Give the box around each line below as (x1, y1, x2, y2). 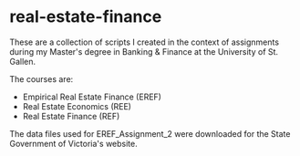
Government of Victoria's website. (9, 138, 139, 149)
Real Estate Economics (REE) (22, 100, 132, 111)
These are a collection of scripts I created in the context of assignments (9, 36, 280, 47)
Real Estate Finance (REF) (22, 110, 120, 121)
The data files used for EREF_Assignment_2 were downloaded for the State (9, 128, 291, 139)
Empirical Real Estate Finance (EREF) (22, 91, 162, 102)
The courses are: (9, 73, 74, 84)
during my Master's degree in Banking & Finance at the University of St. (9, 46, 279, 57)
